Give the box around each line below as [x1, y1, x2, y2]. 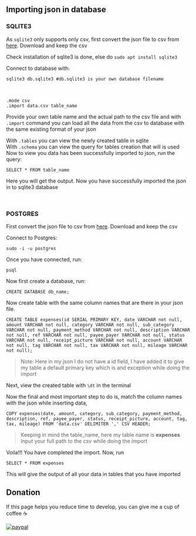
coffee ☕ [6, 510, 28, 517]
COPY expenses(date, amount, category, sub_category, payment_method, [6, 410, 183, 416]
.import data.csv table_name [6, 103, 77, 109]
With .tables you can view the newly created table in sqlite [6, 137, 149, 144]
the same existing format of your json [6, 126, 97, 133]
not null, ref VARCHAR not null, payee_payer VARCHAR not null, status [6, 332, 185, 338]
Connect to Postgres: [6, 234, 58, 241]
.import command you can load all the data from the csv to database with [6, 119, 185, 126]
